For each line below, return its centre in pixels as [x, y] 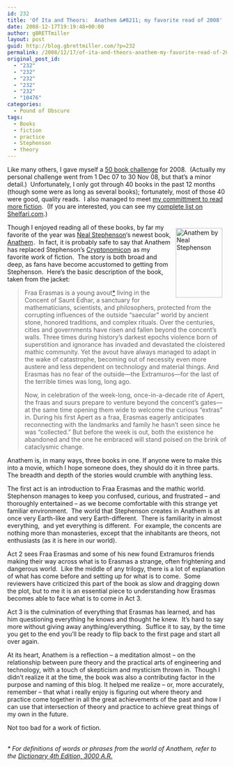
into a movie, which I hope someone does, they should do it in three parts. [114, 468]
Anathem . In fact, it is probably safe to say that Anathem [89, 242]
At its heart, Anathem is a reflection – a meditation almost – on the [102, 655]
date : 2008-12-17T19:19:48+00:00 [56, 26]
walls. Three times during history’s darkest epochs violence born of [121, 337]
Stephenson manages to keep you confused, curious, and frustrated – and [114, 496]
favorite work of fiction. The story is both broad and [82, 257]
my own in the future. [38, 714]
